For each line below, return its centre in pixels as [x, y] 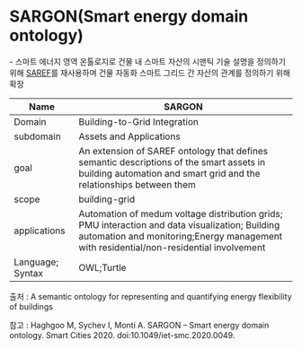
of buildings [31, 306]
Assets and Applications [130, 136]
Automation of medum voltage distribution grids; [181, 214]
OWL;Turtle [102, 267]
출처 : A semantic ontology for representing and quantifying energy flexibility [151, 296]
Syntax [28, 273]
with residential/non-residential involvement [172, 247]
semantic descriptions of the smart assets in [172, 161]
